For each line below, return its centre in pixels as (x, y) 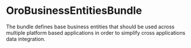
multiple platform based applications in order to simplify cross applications (96, 32)
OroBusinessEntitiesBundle (74, 11)
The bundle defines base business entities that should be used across (90, 27)
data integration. (26, 39)
